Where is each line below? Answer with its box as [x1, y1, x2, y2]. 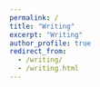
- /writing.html [17, 64, 79, 73]
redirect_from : [9, 47, 67, 56]
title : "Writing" [9, 22, 75, 31]
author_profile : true [9, 38, 92, 48]
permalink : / [9, 13, 59, 23]
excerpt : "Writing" [9, 30, 84, 39]
